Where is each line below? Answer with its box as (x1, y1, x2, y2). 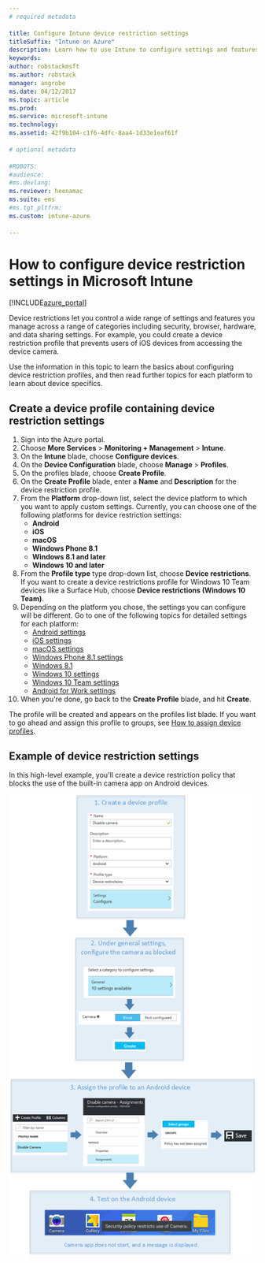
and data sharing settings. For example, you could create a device (9, 330, 223, 340)
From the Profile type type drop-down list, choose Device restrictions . (20, 569, 252, 578)
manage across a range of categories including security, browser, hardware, (9, 321, 256, 331)
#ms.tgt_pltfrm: (9, 204, 62, 212)
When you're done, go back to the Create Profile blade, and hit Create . (20, 694, 252, 704)
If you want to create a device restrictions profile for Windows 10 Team (20, 578, 250, 587)
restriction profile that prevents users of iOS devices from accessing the (9, 339, 243, 348)
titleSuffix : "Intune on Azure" (9, 38, 115, 46)
